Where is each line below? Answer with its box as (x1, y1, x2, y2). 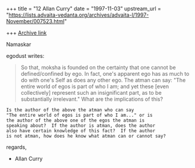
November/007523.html (6, 18, 65, 24)
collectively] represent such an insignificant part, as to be (20, 89, 162, 96)
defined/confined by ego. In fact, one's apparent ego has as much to (20, 70, 190, 77)
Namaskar (6, 41, 32, 48)
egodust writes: (6, 52, 45, 59)
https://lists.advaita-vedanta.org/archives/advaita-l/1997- (8, 11, 149, 18)
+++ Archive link (6, 29, 47, 36)
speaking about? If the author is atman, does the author (6, 123, 156, 129)
